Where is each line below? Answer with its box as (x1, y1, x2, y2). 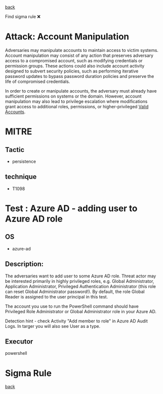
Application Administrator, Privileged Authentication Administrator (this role (5, 283, 156, 289)
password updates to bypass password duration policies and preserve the (5, 73, 154, 79)
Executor (5, 337, 33, 345)
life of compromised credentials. (5, 78, 70, 84)
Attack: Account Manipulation (5, 31, 129, 42)
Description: (5, 260, 44, 269)
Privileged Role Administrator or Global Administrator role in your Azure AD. (5, 308, 157, 314)
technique (5, 172, 37, 181)
